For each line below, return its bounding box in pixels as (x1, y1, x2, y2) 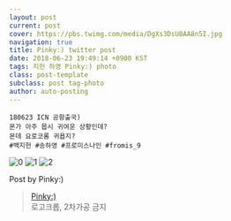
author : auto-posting (9, 87, 89, 95)
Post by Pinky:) (9, 173, 64, 184)
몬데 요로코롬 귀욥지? (9, 132, 76, 141)
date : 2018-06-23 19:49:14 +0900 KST (9, 54, 148, 63)
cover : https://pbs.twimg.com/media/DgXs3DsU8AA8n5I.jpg (9, 29, 223, 38)
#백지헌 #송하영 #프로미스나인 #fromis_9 (9, 141, 141, 150)
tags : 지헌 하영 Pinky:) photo (9, 63, 117, 72)
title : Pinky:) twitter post (9, 46, 116, 55)
